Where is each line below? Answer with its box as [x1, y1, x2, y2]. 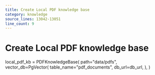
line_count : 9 [5, 21, 35, 26]
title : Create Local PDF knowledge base [5, 7, 90, 12]
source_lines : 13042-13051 [5, 16, 61, 21]
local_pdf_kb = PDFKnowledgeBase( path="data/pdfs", [5, 59, 117, 65]
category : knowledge [5, 12, 48, 17]
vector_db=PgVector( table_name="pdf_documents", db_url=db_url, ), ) [5, 64, 151, 70]
